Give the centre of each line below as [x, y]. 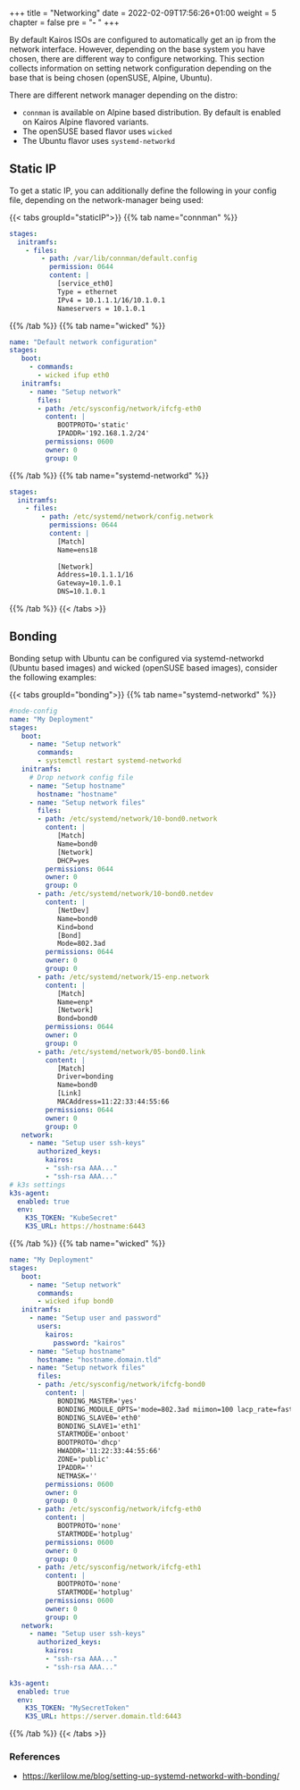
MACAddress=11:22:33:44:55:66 [113, 1102]
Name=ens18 [77, 550]
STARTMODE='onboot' [93, 1434]
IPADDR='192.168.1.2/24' [103, 434]
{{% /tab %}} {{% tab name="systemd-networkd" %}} [109, 475]
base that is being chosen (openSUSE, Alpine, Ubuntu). [111, 78]
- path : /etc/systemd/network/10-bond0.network [127, 819]
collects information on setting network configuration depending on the [141, 68]
